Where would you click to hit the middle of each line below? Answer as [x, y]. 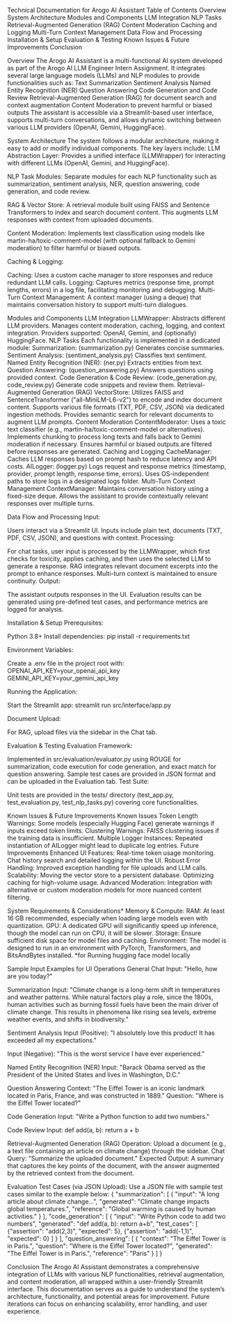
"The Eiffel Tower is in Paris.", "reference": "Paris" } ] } [85, 1253]
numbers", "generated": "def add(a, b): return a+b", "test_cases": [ [103, 1224]
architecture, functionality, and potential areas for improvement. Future [109, 1297]
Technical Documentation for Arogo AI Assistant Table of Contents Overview [117, 10]
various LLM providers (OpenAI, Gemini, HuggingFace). [87, 127]
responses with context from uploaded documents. [81, 220]
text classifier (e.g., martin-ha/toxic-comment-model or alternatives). [106, 429]
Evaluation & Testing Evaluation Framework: [70, 746]
